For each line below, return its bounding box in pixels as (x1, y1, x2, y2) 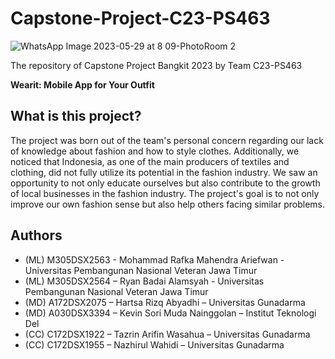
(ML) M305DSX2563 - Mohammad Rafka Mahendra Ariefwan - (24, 253, 285, 266)
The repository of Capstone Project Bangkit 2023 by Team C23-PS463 (10, 59, 303, 71)
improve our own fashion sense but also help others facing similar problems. (10, 198, 325, 210)
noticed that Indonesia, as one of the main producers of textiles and (10, 155, 290, 167)
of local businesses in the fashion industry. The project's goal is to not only (10, 187, 320, 199)
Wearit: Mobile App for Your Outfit (10, 78, 155, 91)
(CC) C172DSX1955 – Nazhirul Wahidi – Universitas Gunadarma (24, 338, 285, 351)
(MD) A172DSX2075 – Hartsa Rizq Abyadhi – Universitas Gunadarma (24, 296, 306, 308)
